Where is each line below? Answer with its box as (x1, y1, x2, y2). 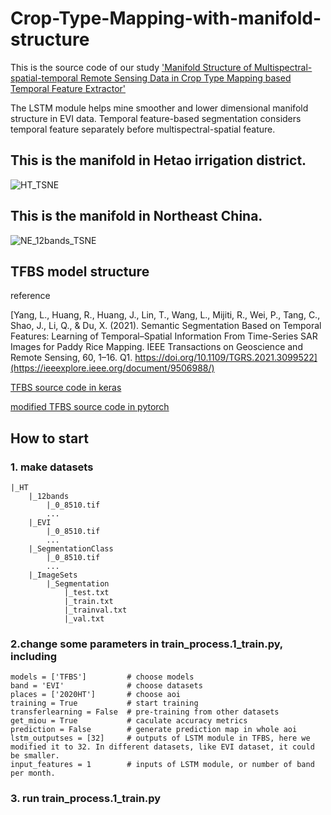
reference (10, 290, 51, 302)
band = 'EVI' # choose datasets (10, 681, 203, 691)
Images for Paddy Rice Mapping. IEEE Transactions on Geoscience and (10, 341, 303, 353)
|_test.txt (63, 588, 110, 598)
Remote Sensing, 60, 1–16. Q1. (10, 352, 133, 364)
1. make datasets (10, 460, 94, 474)
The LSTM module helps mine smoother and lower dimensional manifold (10, 102, 309, 114)
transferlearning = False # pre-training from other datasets (10, 707, 280, 717)
